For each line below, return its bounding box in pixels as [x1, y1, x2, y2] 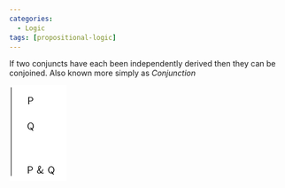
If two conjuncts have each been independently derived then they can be [9, 59, 276, 69]
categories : [9, 14, 53, 23]
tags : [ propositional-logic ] [9, 33, 117, 42]
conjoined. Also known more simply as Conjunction [9, 67, 196, 79]
